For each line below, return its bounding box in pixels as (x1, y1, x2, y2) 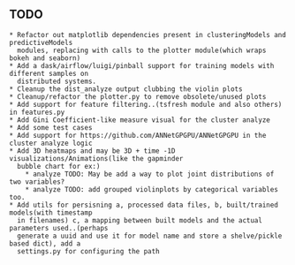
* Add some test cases (9, 123, 93, 132)
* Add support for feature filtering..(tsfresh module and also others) (9, 100, 283, 109)
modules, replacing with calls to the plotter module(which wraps (17, 46, 267, 55)
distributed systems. (17, 77, 97, 86)
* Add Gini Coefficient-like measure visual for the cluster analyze (9, 115, 271, 125)
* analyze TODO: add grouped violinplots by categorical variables (25, 185, 278, 193)
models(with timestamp (9, 208, 93, 217)
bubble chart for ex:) (17, 162, 101, 170)
